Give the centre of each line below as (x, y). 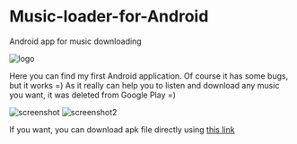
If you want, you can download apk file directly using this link (122, 129)
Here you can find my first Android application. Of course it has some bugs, (149, 76)
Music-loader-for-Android (109, 17)
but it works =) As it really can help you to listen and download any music (144, 85)
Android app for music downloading (75, 41)
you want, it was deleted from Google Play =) (93, 95)
